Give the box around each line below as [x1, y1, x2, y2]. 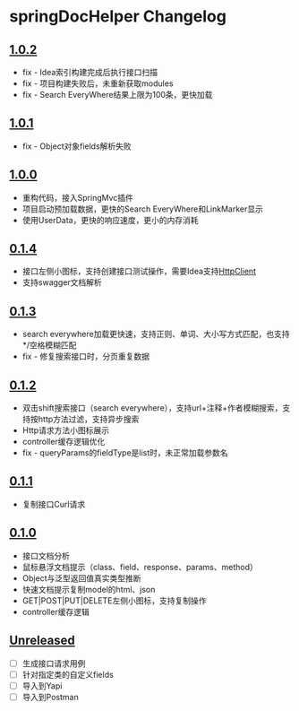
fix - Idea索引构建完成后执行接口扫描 [21, 67, 158, 77]
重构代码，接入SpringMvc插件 [21, 192, 134, 203]
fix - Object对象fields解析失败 [21, 141, 132, 152]
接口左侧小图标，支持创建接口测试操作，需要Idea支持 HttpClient [21, 266, 257, 277]
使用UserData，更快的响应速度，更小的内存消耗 [21, 214, 199, 225]
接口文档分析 [21, 550, 70, 561]
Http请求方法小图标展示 [21, 425, 110, 436]
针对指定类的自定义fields [21, 669, 114, 680]
